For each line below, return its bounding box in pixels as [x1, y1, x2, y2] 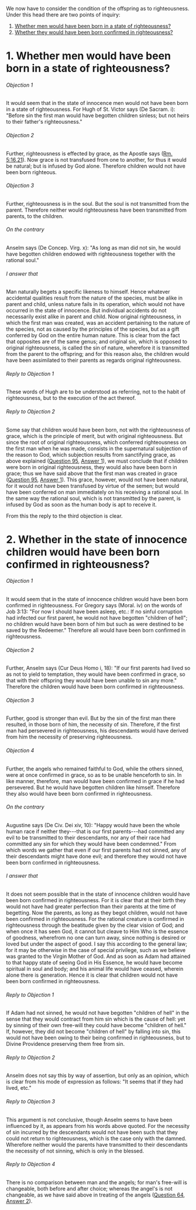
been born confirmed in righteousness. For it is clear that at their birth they [6, 897, 186, 904]
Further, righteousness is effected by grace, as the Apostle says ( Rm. [6, 149, 173, 157]
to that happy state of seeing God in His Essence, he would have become [6, 959, 183, 966]
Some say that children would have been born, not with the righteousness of [6, 426, 190, 433]
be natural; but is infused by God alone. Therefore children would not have [6, 162, 185, 169]
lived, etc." [6, 1085, 32, 1092]
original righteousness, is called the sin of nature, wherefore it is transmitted [6, 344, 190, 351]
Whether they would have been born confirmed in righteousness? [14, 29, 173, 36]
